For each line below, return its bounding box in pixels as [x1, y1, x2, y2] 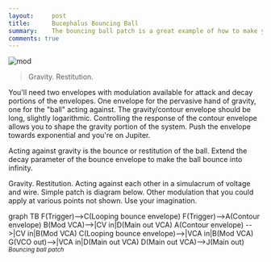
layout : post [8, 11, 67, 20]
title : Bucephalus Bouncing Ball [8, 19, 139, 27]
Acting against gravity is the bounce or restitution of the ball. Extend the [8, 146, 248, 156]
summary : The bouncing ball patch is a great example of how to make [8, 27, 258, 35]
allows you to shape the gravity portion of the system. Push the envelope [8, 122, 252, 131]
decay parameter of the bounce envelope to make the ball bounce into [8, 155, 243, 164]
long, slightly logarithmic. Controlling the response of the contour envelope [8, 114, 258, 123]
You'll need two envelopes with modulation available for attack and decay [8, 88, 253, 98]
